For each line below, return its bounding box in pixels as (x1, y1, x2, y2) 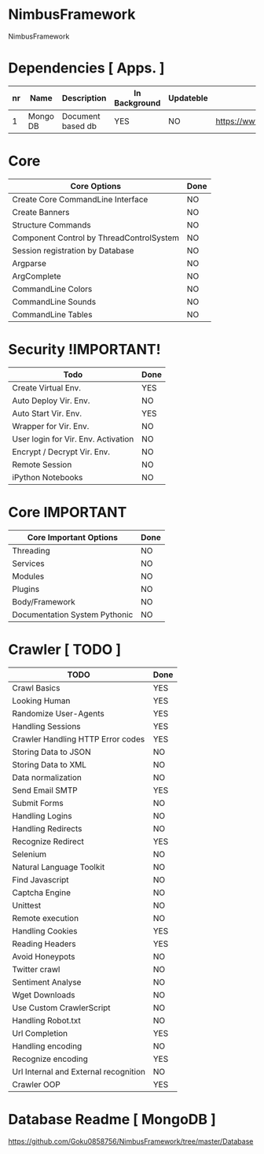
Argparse (12, 257, 47, 268)
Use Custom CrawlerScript (12, 1002, 112, 1013)
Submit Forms (12, 797, 64, 808)
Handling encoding (12, 1041, 82, 1052)
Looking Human (12, 695, 71, 706)
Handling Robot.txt (12, 1015, 81, 1026)
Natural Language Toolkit (12, 861, 105, 872)
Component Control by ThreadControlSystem (12, 232, 179, 243)
